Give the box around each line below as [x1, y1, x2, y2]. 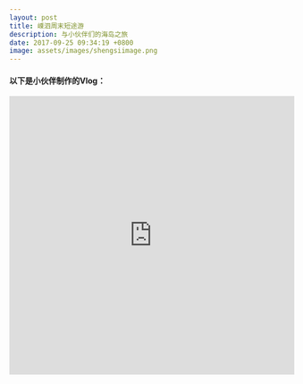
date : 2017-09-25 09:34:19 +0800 [9, 38, 134, 47]
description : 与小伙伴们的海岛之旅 [9, 30, 128, 38]
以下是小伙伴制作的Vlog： [9, 75, 105, 86]
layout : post [9, 13, 58, 22]
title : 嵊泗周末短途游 [9, 21, 85, 30]
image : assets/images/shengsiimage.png [9, 47, 158, 55]
